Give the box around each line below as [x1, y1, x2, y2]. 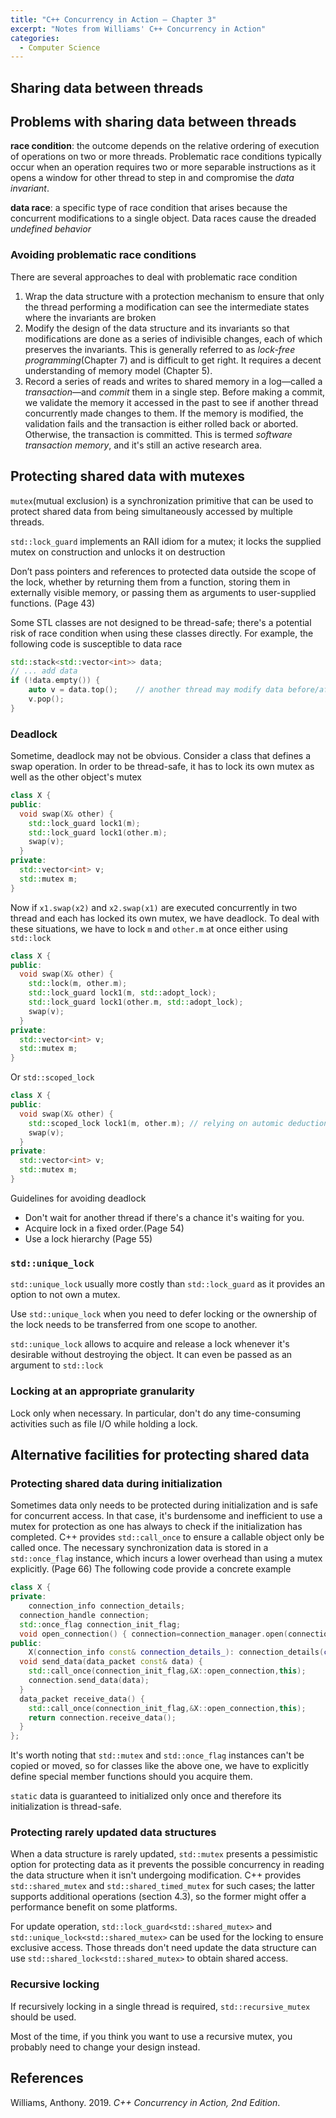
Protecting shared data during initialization [10, 1476, 223, 1490]
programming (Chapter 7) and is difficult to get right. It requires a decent [24, 354, 322, 366]
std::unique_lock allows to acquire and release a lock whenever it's [10, 1338, 290, 1350]
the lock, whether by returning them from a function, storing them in [10, 576, 291, 588]
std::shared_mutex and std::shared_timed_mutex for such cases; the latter [10, 1880, 315, 1892]
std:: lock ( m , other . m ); [28, 979, 128, 989]
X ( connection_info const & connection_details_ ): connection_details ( [28, 1647, 325, 1658]
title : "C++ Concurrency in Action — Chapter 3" [10, 14, 217, 25]
